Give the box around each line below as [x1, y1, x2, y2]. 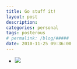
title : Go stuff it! [6, 8, 57, 14]
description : [6, 19, 38, 25]
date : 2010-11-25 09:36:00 [6, 41, 72, 47]
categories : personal [6, 24, 59, 31]
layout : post [6, 14, 38, 20]
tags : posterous [6, 30, 45, 36]
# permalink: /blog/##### [6, 35, 69, 41]
